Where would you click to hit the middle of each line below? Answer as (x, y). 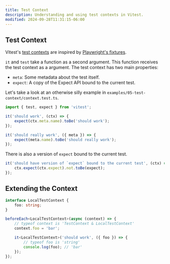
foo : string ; (28, 205)
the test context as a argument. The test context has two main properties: (82, 68)
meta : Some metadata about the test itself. (56, 77)
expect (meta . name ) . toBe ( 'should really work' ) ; (65, 140)
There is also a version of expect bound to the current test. (66, 154)
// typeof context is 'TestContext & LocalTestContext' (75, 224)
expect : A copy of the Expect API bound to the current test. (74, 83)
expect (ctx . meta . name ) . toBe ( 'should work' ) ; (62, 121)
